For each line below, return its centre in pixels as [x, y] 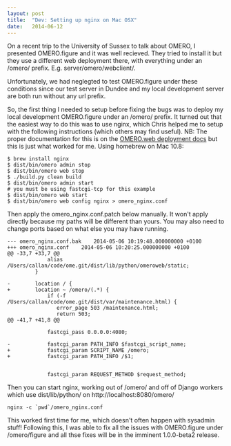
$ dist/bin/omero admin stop [49, 165]
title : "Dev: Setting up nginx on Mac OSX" [72, 20]
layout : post [26, 13]
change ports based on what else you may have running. [88, 229]
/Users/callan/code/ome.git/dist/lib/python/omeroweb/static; [98, 266]
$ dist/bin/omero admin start [51, 183]
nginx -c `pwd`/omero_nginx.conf [55, 408]
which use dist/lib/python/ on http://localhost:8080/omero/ [91, 395]
